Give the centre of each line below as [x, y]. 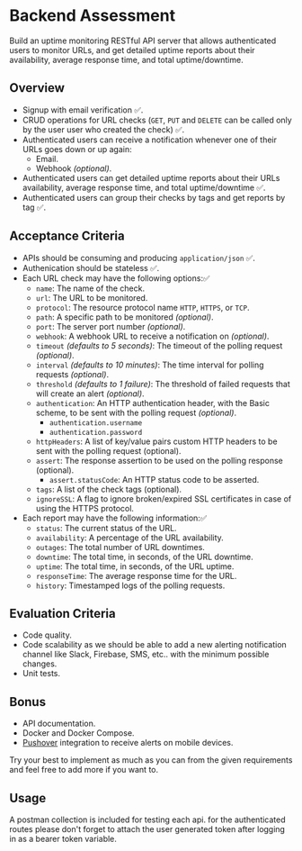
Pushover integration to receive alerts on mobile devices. [128, 743]
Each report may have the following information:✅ [115, 518]
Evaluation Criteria [62, 613]
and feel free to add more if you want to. [84, 770]
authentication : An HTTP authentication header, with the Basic [152, 403]
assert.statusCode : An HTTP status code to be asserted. [154, 479]
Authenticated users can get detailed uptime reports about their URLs [151, 177]
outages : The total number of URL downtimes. [120, 547]
